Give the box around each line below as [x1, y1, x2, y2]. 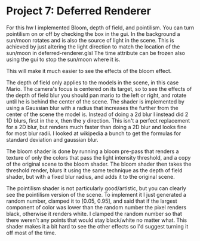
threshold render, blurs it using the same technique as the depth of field [6, 166, 183, 174]
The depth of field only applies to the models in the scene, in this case [6, 79, 179, 86]
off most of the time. [6, 229, 57, 236]
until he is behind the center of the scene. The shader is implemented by [6, 97, 185, 105]
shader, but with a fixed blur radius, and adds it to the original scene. [6, 173, 175, 180]
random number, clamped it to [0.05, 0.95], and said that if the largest [6, 197, 177, 205]
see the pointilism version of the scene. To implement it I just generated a [6, 191, 187, 198]
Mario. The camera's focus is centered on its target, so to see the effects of [6, 85, 192, 92]
